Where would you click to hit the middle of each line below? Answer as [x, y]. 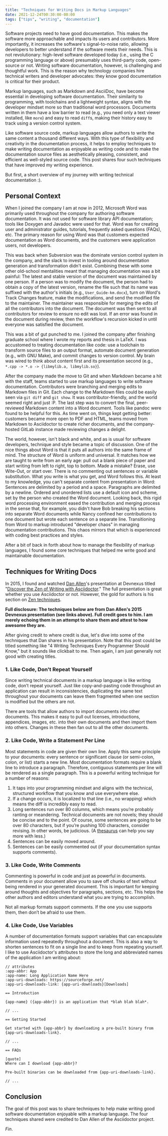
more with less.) [29, 836]
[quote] [13, 1059]
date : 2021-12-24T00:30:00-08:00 [40, 15]
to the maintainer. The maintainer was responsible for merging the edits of [82, 303]
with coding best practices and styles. [45, 535]
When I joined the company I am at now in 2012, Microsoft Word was [76, 208]
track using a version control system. [43, 123]
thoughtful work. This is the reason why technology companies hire [75, 71]
